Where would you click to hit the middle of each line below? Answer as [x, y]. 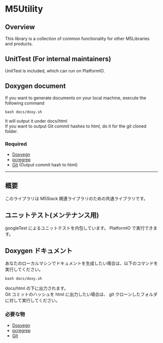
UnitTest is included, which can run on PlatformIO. [55, 71]
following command [25, 103]
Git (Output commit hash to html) [45, 164]
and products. [19, 44]
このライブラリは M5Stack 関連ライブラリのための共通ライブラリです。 [76, 199]
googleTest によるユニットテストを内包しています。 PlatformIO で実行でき [79, 228]
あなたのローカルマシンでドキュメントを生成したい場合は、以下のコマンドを [81, 263]
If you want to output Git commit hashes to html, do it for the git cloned [76, 126]
